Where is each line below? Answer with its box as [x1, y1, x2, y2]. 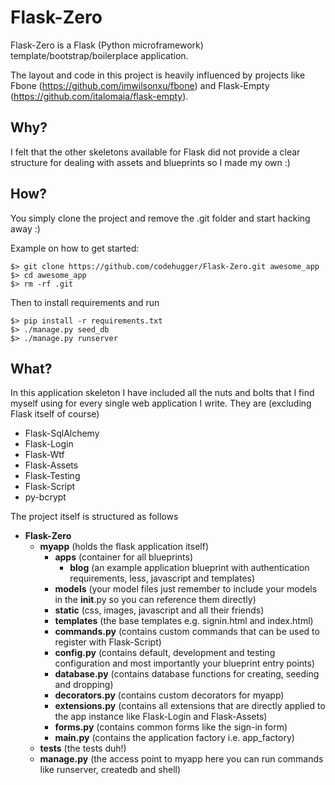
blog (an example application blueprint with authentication [69, 562, 310, 574]
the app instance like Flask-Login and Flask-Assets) [54, 711, 268, 723]
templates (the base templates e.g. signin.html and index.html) [54, 615, 314, 627]
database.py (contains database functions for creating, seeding [54, 668, 320, 680]
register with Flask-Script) [54, 636, 162, 648]
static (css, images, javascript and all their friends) [54, 604, 265, 616]
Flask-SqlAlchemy [24, 427, 100, 440]
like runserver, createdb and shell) [39, 764, 182, 776]
